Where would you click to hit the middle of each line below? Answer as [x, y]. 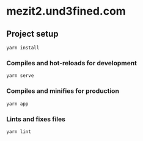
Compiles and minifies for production [63, 91]
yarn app [17, 104]
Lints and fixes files [36, 119]
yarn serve [20, 76]
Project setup [33, 34]
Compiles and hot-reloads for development [72, 63]
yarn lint [19, 132]
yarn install [23, 48]
